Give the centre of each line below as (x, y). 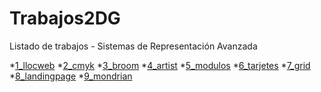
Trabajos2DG (65, 18)
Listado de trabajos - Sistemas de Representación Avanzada (133, 46)
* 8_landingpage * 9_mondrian (71, 76)
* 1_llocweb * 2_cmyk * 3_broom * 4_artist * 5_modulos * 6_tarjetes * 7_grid (160, 65)
